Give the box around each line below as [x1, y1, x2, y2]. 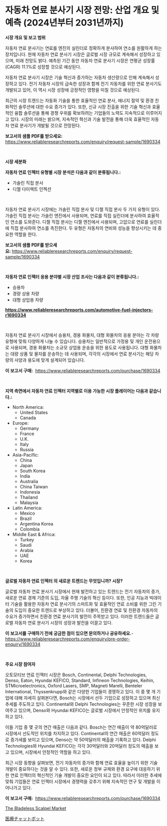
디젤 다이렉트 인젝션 [12, 186, 51, 192]
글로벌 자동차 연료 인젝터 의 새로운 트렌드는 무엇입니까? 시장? [5, 577, 123, 584]
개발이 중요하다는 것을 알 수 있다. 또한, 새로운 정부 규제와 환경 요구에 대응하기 [5, 766, 156, 772]
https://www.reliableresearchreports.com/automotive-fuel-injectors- [5, 306, 154, 312]
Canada [19, 415, 36, 421]
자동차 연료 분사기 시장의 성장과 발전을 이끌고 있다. [14, 619, 113, 625]
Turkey [19, 537, 34, 543]
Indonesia [19, 489, 40, 495]
